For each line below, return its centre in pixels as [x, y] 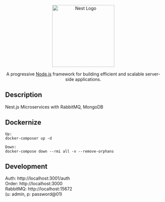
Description [24, 95]
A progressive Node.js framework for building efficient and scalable [75, 74]
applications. [88, 79]
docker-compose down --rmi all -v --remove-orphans [59, 151]
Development [27, 167]
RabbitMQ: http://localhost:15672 [39, 189]
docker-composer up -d [28, 138]
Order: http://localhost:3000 [34, 184]
